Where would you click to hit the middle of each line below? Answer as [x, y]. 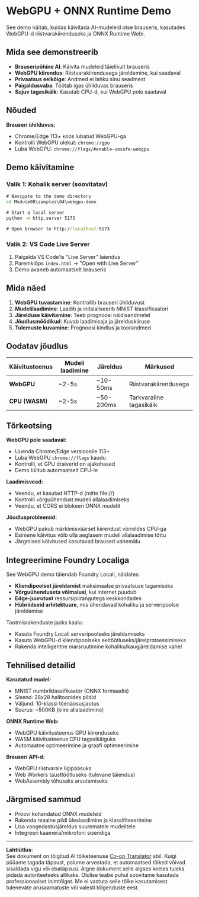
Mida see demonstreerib [52, 52]
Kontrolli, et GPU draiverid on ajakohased [65, 464]
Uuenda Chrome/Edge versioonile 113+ [62, 451]
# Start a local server [36, 213]
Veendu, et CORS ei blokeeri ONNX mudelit [67, 506]
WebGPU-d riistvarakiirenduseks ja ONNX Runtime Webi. [76, 33]
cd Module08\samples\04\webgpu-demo [51, 202]
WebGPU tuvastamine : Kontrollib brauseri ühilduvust [80, 302]
